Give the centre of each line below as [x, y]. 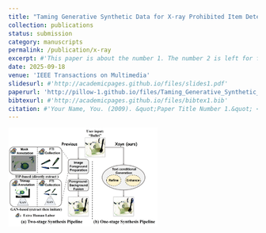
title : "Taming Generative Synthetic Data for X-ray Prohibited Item [125, 17]
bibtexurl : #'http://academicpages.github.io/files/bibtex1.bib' [118, 100]
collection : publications [51, 25]
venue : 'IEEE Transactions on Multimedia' [79, 75]
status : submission [40, 33]
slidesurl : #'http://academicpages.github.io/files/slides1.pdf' [118, 83]
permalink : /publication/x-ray [60, 50]
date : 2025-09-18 [37, 67]
